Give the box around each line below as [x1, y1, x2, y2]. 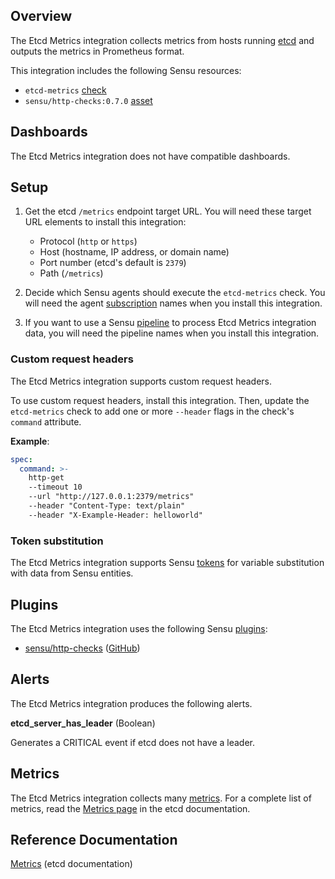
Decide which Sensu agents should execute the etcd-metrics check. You [24, 287, 326, 299]
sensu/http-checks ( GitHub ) [24, 642, 141, 654]
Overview [10, 8, 73, 25]
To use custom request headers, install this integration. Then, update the [10, 394, 310, 406]
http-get [28, 473, 65, 483]
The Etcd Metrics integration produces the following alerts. [10, 697, 253, 709]
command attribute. [10, 415, 82, 428]
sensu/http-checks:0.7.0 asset [24, 94, 153, 106]
